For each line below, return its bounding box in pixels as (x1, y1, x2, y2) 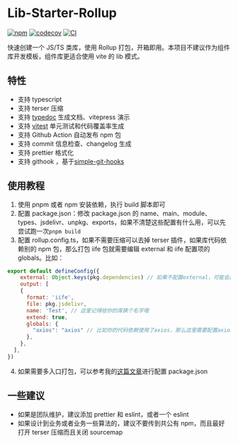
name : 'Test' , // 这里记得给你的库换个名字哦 (25, 307, 149, 314)
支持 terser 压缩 (17, 104, 64, 112)
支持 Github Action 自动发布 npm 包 (17, 130, 122, 139)
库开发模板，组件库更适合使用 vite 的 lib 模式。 (7, 52, 144, 60)
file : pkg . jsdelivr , (25, 300, 87, 307)
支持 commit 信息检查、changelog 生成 (17, 139, 132, 148)
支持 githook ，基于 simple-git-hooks (17, 157, 125, 165)
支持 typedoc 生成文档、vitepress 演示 (17, 112, 130, 121)
